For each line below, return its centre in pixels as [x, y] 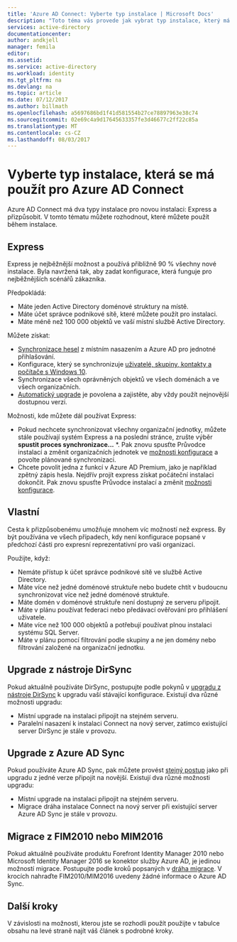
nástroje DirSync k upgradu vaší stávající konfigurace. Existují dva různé [113, 694]
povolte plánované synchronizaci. [67, 460]
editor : [19, 54]
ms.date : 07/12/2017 [38, 100]
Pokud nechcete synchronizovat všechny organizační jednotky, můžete [122, 429]
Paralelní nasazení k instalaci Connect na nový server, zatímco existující [122, 723]
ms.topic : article [34, 93]
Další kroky [33, 906]
